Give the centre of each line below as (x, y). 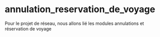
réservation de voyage (28, 28)
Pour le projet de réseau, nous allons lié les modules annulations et (74, 23)
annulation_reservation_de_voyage (80, 9)
